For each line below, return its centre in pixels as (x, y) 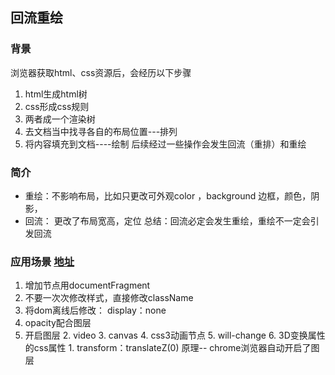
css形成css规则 (57, 106)
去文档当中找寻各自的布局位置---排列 (101, 131)
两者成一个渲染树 (60, 119)
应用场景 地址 (42, 261)
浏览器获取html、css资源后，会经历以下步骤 (101, 72)
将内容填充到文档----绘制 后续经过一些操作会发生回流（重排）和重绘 (165, 144)
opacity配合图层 (58, 323)
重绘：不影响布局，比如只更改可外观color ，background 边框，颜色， (168, 195)
